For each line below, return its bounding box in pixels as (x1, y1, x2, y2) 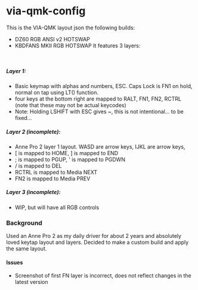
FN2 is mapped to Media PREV (14, 175, 91, 182)
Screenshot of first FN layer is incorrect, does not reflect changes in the (14, 272, 192, 279)
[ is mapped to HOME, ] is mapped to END (14, 149, 118, 156)
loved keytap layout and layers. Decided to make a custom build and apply (6, 238, 189, 246)
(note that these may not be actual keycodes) (14, 101, 126, 108)
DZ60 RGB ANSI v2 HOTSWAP (14, 35, 91, 43)
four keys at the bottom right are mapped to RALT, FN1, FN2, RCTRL (14, 95, 182, 102)
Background (6, 219, 43, 227)
